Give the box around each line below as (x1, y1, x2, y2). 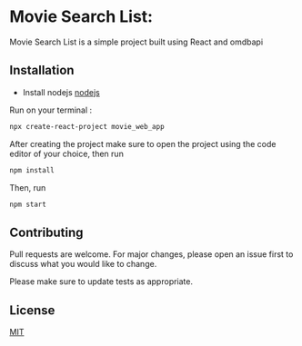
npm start (9, 200, 47, 209)
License (9, 302, 55, 318)
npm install (9, 165, 55, 174)
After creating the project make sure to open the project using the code (9, 138, 277, 149)
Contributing (9, 224, 84, 240)
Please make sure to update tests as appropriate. (9, 276, 194, 287)
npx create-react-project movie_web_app (9, 122, 166, 131)
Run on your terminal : (9, 104, 93, 115)
